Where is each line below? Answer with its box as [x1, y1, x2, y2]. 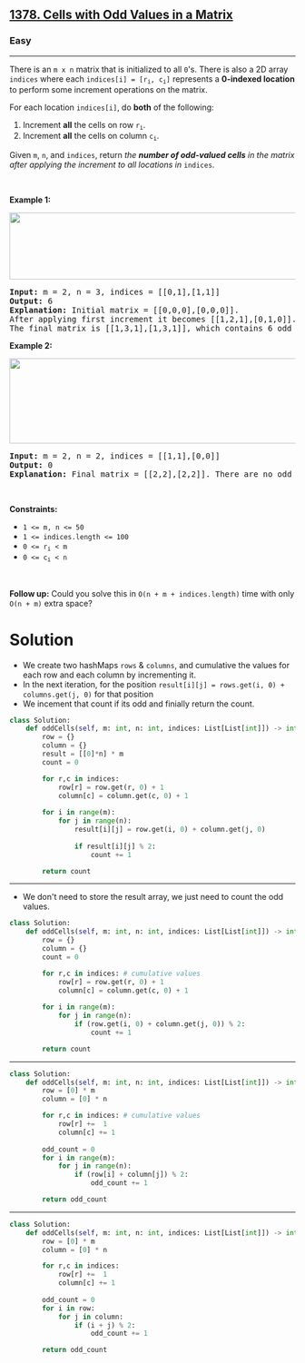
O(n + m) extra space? [9, 598, 93, 608]
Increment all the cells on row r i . [22, 120, 146, 132]
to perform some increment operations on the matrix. [9, 84, 209, 95]
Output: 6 [9, 295, 53, 306]
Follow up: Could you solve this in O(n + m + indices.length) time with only [9, 588, 295, 598]
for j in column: [57, 1312, 124, 1321]
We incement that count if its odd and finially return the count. [22, 698, 255, 709]
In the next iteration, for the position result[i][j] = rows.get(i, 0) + [22, 678, 285, 689]
